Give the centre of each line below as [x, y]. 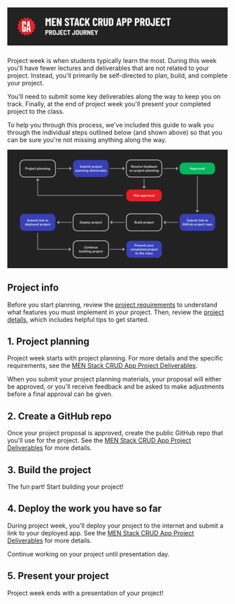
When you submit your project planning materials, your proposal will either [114, 379]
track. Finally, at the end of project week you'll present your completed [109, 104]
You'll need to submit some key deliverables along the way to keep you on [114, 97]
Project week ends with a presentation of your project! [86, 593]
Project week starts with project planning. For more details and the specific [115, 358]
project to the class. [36, 111]
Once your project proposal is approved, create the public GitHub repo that [115, 433]
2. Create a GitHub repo [59, 416]
